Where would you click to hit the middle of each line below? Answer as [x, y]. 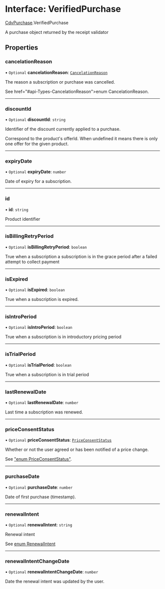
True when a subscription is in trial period [47, 374]
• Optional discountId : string [35, 119]
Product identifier [23, 219]
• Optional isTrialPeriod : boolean [39, 365]
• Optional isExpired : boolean [35, 290]
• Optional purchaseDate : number [39, 487]
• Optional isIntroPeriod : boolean [39, 327]
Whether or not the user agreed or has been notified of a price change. [77, 450]
